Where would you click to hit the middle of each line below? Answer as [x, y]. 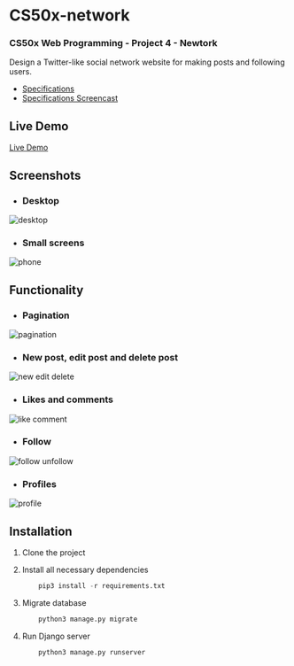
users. [21, 72]
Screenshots [45, 175]
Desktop [41, 200]
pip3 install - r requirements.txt [102, 585]
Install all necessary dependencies [85, 569]
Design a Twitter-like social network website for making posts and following [147, 62]
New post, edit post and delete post [100, 357]
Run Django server [56, 636]
